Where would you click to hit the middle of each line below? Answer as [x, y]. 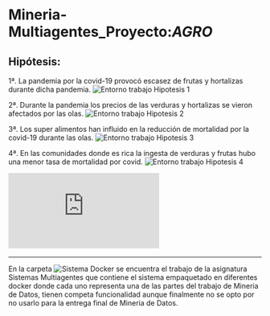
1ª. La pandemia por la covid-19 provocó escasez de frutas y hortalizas [126, 81]
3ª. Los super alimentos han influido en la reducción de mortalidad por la [129, 129]
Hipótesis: [35, 62]
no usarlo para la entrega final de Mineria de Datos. [93, 303]
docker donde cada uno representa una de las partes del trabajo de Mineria [133, 286]
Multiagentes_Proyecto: [90, 32]
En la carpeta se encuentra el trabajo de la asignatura [128, 269]
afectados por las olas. [46, 113]
